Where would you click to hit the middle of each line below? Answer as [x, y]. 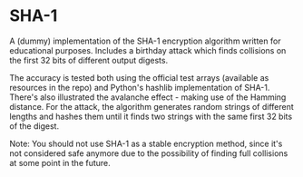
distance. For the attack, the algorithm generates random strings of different [152, 106]
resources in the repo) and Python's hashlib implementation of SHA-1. [140, 87]
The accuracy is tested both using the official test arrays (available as [139, 77]
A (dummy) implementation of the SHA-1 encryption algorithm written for [145, 41]
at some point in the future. [60, 162]
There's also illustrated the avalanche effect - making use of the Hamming [148, 97]
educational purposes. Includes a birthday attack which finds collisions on [148, 50]
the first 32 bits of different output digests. [89, 60]
